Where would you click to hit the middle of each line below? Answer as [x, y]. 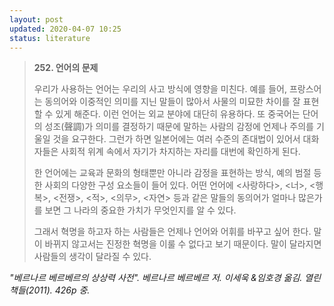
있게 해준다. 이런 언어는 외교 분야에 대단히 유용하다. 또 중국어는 [178, 114]
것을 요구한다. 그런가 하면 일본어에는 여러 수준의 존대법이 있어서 [176, 139]
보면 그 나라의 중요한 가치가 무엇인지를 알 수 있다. [140, 210]
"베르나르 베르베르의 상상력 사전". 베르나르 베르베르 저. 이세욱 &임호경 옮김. [156, 278]
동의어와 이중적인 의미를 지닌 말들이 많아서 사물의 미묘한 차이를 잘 [172, 102]
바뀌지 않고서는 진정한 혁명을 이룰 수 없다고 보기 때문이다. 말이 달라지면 [183, 244]
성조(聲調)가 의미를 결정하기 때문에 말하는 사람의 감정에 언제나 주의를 [179, 127]
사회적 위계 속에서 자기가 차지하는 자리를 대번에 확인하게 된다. [180, 152]
